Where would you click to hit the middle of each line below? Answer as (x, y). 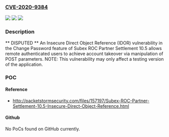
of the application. (24, 64)
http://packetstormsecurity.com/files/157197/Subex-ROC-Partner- (81, 101)
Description (20, 32)
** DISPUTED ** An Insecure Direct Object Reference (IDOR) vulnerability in (84, 43)
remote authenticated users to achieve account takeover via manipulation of (84, 54)
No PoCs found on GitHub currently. (43, 129)
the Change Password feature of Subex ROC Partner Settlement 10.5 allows (84, 48)
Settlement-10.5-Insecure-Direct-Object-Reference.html (71, 106)
